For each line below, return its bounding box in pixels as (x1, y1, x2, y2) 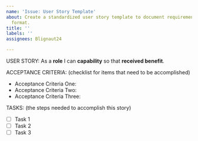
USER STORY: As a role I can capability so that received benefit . (6, 57, 165, 64)
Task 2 (14, 122, 31, 130)
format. (11, 19, 31, 25)
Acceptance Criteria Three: (14, 93, 81, 100)
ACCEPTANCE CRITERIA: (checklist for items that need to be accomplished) (6, 69, 190, 76)
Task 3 (14, 129, 31, 136)
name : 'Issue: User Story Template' (6, 8, 96, 15)
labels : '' (6, 31, 33, 37)
